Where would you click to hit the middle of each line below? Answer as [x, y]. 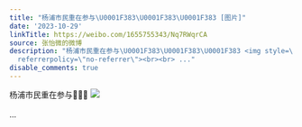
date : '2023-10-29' [46, 26]
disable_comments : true [54, 68]
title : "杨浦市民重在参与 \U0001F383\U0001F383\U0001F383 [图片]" [128, 18]
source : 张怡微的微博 [46, 43]
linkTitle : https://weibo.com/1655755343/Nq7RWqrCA [108, 34]
